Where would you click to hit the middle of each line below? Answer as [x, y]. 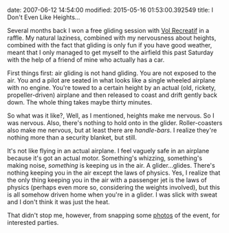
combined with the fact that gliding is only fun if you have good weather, [110, 45]
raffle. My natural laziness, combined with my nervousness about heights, [112, 38]
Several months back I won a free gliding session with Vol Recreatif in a [108, 31]
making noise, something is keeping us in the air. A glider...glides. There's [111, 165]
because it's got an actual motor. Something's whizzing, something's [105, 158]
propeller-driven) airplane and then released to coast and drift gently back [112, 95]
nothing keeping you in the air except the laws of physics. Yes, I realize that [114, 173]
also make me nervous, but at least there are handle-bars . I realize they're [112, 130]
